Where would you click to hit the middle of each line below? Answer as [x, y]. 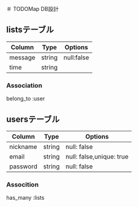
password [23, 166]
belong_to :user [26, 99]
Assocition [23, 185]
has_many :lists [25, 198]
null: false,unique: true [97, 156]
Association [24, 85]
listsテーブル [30, 30]
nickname [23, 146]
